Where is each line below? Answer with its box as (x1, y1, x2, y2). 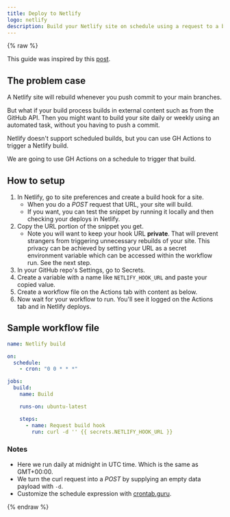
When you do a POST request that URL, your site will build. (27, 200, 193, 208)
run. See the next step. (27, 259, 92, 266)
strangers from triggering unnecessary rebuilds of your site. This (27, 237, 210, 244)
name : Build (19, 391, 53, 398)
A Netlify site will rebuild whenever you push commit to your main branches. (7, 93, 222, 102)
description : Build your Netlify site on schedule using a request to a (7, 23, 219, 30)
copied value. (16, 281, 56, 288)
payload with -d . (16, 482, 64, 490)
